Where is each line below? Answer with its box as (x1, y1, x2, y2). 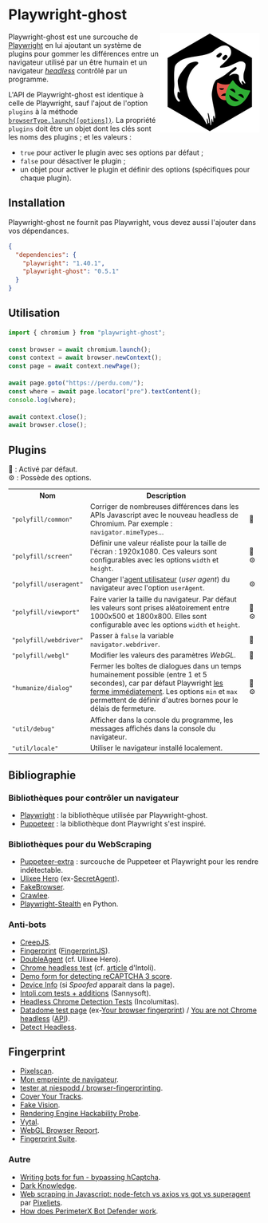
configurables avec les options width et (90, 555, 219, 565)
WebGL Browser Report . (19, 1126, 100, 1135)
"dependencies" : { (15, 251, 77, 258)
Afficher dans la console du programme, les (90, 715, 234, 724)
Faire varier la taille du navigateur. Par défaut (90, 594, 237, 604)
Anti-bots (8, 919, 46, 930)
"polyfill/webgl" (11, 652, 69, 660)
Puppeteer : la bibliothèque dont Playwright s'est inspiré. (19, 819, 207, 829)
